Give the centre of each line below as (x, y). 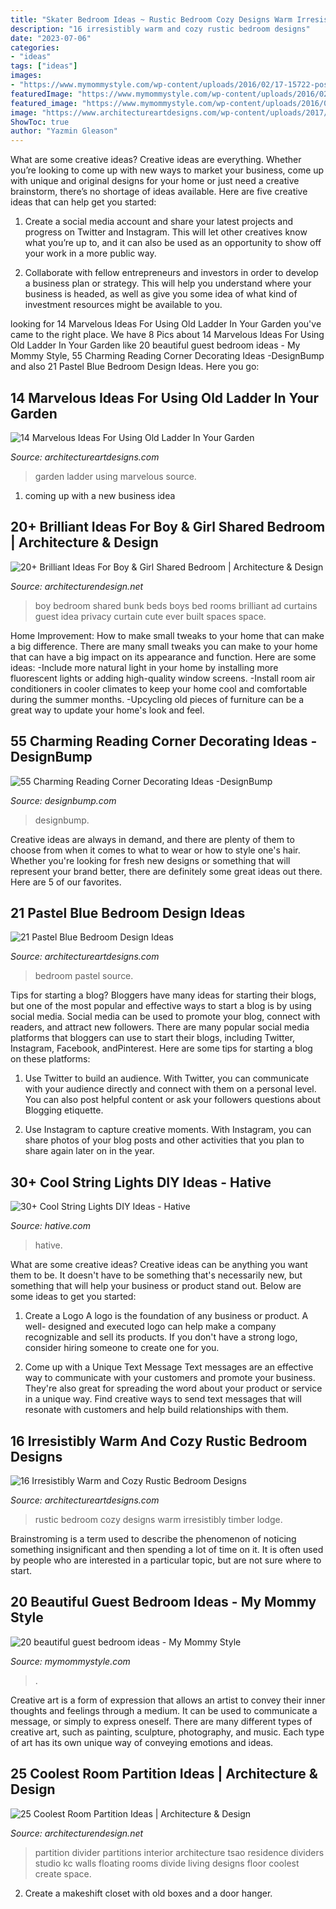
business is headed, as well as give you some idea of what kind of (161, 294)
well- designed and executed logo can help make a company (150, 1327)
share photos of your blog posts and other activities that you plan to (164, 1140)
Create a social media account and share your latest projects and (159, 222)
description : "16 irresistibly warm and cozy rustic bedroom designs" (160, 29)
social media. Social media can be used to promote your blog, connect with (165, 1017)
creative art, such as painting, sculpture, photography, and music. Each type (167, 1732)
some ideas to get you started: (73, 1297)
